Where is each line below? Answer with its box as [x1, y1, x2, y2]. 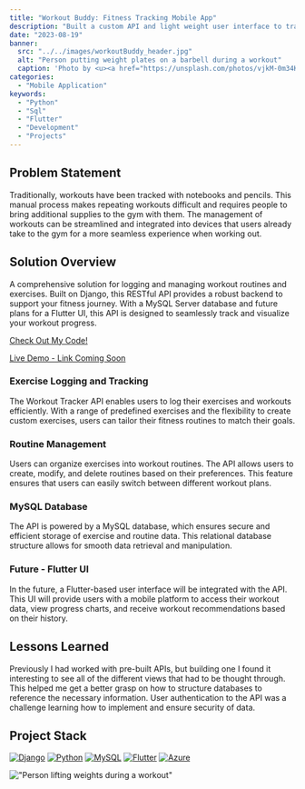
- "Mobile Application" [17, 81, 107, 90]
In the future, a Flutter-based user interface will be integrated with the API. [9, 584, 288, 594]
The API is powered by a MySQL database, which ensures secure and [9, 521, 271, 532]
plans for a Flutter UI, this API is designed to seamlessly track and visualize [9, 307, 290, 318]
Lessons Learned [9, 639, 109, 654]
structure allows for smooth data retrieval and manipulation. [9, 540, 233, 551]
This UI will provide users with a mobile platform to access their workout [9, 593, 280, 604]
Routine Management [9, 437, 107, 450]
